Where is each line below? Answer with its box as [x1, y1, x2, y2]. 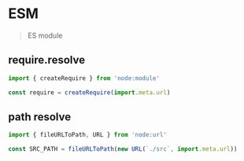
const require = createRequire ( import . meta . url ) [8, 88, 171, 97]
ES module [27, 31, 63, 40]
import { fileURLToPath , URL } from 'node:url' [8, 131, 168, 139]
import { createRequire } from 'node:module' [8, 74, 160, 82]
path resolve [8, 110, 72, 123]
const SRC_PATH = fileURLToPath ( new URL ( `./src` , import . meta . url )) [8, 145, 238, 153]
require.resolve [8, 53, 85, 67]
